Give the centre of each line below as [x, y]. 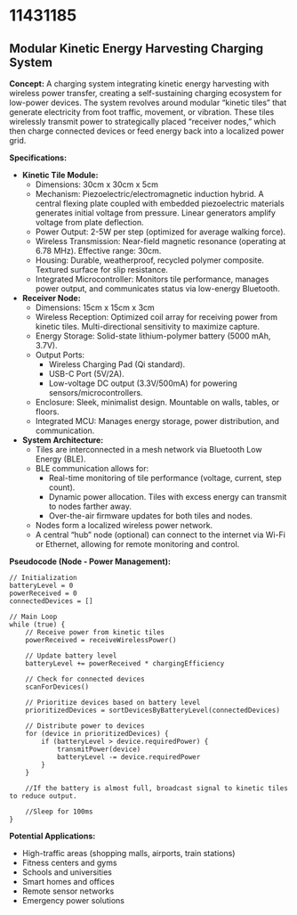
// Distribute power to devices [85, 726]
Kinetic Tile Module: [60, 175]
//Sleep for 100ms [59, 812]
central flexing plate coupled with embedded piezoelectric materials [160, 203]
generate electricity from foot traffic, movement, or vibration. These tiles [142, 112]
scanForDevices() [57, 687]
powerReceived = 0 [43, 593]
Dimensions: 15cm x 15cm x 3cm [95, 307]
